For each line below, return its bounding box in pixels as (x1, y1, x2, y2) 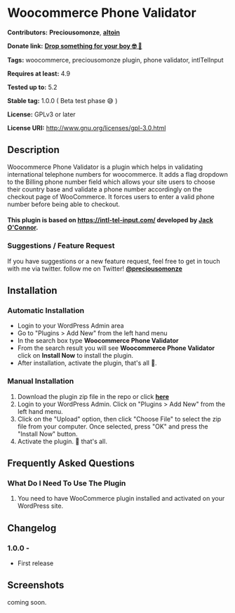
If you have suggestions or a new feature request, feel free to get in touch (7, 257, 221, 265)
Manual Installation (7, 377, 74, 386)
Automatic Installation (7, 305, 85, 315)
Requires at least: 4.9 (7, 69, 71, 78)
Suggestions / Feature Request (7, 241, 115, 250)
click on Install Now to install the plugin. (17, 351, 133, 360)
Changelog (7, 522, 57, 534)
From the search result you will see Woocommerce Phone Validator (17, 344, 215, 352)
